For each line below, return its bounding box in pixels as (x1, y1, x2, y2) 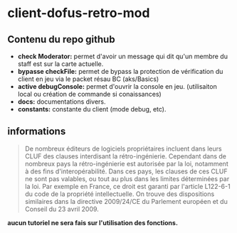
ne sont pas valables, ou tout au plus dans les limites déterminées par (24, 174, 230, 183)
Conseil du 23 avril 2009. (24, 205, 100, 213)
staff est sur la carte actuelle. (17, 60, 104, 68)
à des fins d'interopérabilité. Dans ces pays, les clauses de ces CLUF (24, 167, 228, 175)
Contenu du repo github (7, 33, 115, 45)
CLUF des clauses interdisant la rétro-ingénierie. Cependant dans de (24, 151, 226, 161)
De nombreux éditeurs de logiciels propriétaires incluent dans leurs (24, 144, 222, 153)
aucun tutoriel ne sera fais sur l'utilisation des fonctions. (7, 218, 178, 227)
